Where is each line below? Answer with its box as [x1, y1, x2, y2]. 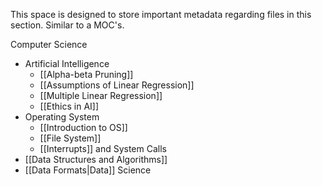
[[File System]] [39, 132, 102, 144]
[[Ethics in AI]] [39, 100, 100, 112]
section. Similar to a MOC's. [10, 19, 125, 31]
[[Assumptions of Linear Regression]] [39, 79, 195, 91]
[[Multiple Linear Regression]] [39, 90, 163, 101]
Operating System [24, 111, 100, 123]
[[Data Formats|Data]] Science [24, 164, 152, 176]
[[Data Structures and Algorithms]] [24, 154, 168, 165]
